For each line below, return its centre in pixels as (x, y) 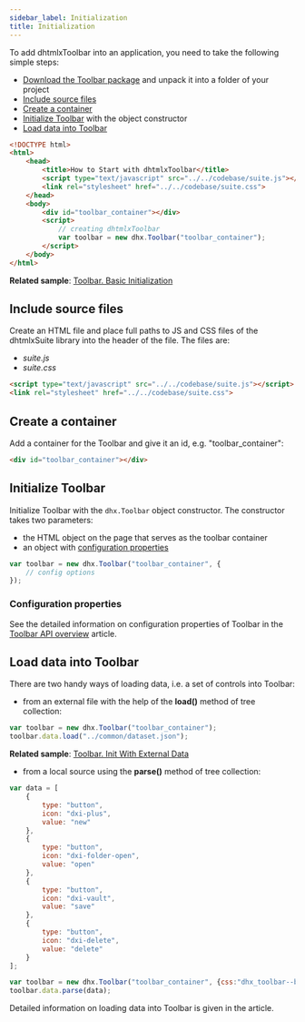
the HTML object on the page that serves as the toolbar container (145, 537)
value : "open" (69, 865)
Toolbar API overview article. (64, 633)
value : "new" (67, 822)
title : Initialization (52, 26)
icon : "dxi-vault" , (79, 898)
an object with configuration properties (96, 547)
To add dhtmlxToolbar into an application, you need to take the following (144, 52)
